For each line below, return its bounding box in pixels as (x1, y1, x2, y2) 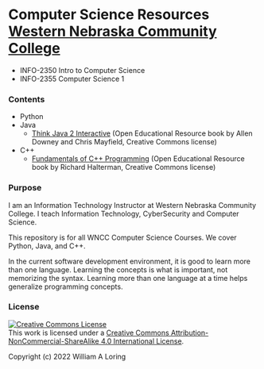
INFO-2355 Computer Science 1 (19, 74, 125, 83)
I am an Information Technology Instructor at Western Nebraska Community (8, 200, 257, 209)
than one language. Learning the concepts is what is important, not (8, 264, 228, 275)
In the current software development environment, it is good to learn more (8, 256, 251, 266)
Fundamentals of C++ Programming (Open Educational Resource (31, 154, 245, 163)
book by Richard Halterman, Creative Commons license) (31, 163, 216, 172)
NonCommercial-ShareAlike (8, 336, 99, 346)
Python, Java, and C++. (8, 240, 86, 251)
